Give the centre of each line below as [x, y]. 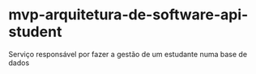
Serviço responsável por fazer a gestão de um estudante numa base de [128, 54]
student [35, 32]
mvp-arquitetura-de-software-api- [128, 15]
